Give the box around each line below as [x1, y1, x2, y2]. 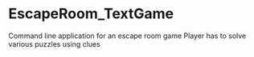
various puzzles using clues [8, 39, 100, 48]
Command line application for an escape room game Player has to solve [8, 31, 247, 40]
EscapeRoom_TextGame [8, 5, 174, 23]
